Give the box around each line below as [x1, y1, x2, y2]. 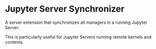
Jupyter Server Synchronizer [5, 3, 125, 15]
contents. [5, 39, 24, 45]
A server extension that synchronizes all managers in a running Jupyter [5, 19, 148, 25]
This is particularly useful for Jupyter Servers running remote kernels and [5, 34, 152, 40]
